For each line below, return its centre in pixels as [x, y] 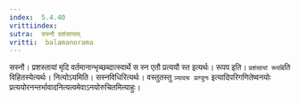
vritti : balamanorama [51, 42]
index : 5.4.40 [37, 17]
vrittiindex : [33, 26]
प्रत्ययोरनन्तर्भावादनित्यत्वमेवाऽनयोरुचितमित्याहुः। [75, 87]
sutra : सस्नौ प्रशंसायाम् [45, 34]
